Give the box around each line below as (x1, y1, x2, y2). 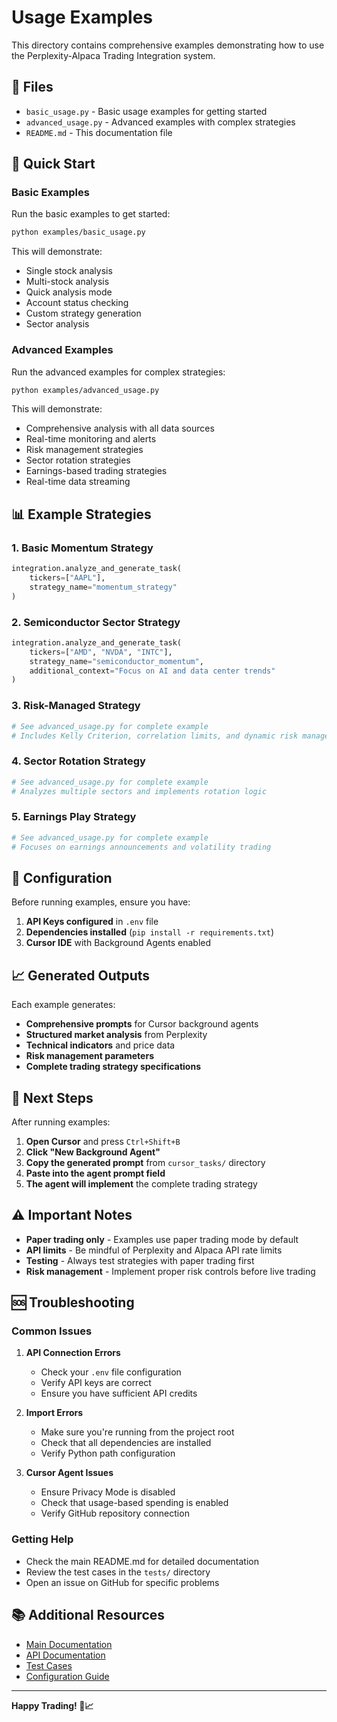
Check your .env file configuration (40, 1366, 182, 1378)
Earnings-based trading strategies (25, 465, 168, 477)
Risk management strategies (25, 444, 144, 456)
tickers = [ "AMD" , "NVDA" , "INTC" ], (29, 647, 173, 657)
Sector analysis (25, 318, 90, 330)
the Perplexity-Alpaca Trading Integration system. (11, 49, 216, 61)
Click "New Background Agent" (25, 1146, 161, 1158)
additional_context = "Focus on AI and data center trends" (29, 666, 276, 676)
